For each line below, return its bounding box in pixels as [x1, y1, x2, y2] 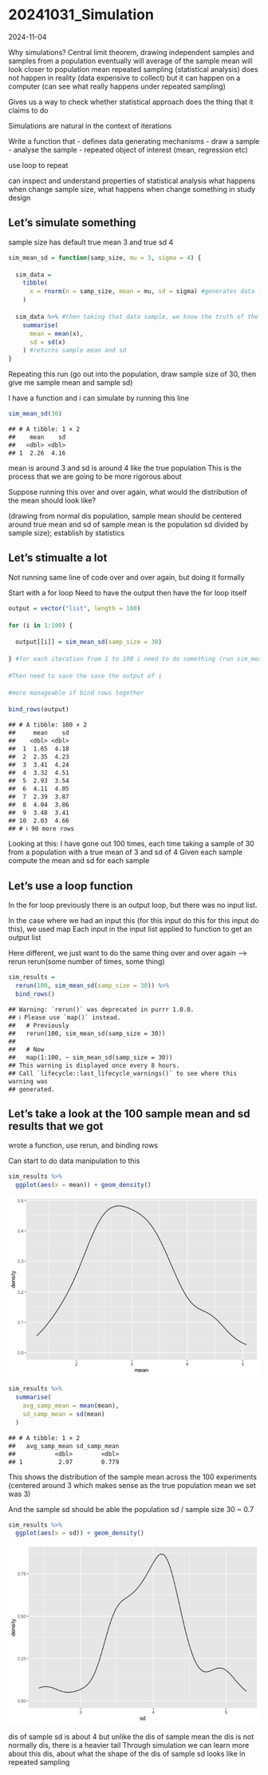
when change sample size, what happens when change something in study [8, 184, 256, 193]
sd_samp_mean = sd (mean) [22, 1410, 105, 1418]
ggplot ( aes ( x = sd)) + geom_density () [15, 1529, 145, 1538]
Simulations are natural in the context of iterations [8, 121, 172, 130]
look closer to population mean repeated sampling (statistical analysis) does [8, 64, 258, 74]
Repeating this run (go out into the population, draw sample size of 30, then [8, 369, 257, 379]
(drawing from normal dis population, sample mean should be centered [8, 511, 242, 520]
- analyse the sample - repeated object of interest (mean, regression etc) [8, 145, 249, 154]
